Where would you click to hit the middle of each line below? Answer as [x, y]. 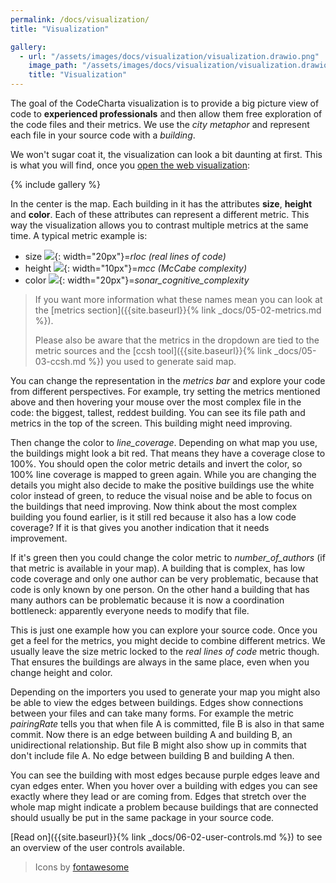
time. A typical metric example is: [79, 235]
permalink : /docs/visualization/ [80, 19]
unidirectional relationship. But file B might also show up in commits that [158, 745]
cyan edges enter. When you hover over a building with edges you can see [164, 785]
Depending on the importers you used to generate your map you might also [165, 692]
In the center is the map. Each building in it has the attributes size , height [161, 204]
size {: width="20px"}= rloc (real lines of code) [125, 256]
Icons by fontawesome [82, 867]
